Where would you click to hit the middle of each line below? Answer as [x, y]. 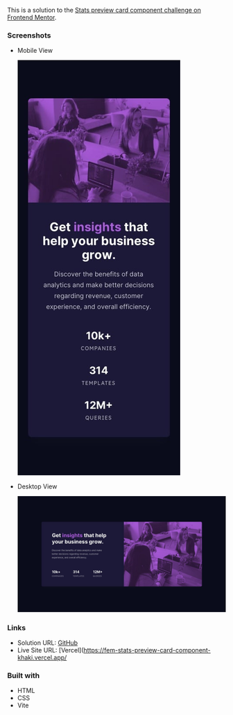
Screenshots [29, 35]
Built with [24, 675]
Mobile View [35, 51]
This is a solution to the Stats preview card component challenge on [104, 10]
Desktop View [37, 486]
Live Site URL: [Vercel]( [51, 650]
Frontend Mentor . [32, 17]
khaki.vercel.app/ [42, 657]
